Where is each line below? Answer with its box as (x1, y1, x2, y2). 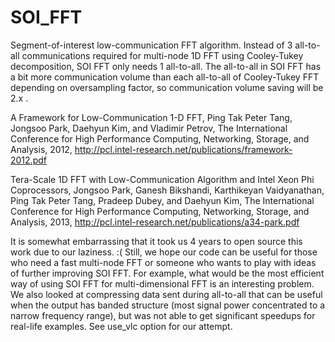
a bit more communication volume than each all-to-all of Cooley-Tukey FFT (10, 71, 320, 83)
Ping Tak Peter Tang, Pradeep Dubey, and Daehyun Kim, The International (10, 194, 315, 206)
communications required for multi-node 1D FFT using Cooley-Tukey (21, 49, 304, 61)
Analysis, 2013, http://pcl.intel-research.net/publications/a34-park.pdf (10, 216, 300, 228)
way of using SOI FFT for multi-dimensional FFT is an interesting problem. (10, 277, 315, 290)
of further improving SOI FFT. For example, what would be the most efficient (10, 267, 325, 279)
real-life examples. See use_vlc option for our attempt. (10, 320, 233, 332)
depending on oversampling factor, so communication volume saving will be (10, 81, 324, 93)
